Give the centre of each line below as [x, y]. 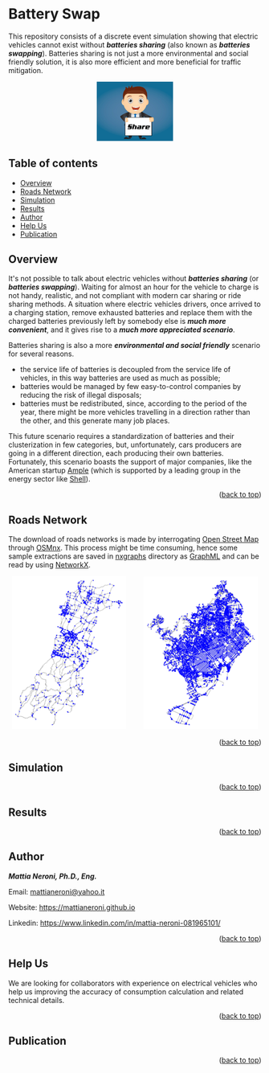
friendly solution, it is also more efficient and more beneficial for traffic [125, 62]
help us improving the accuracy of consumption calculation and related [126, 991]
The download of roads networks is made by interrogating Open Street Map [134, 539]
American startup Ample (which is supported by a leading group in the [124, 470]
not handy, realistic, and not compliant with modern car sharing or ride [125, 296]
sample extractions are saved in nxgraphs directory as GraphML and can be [134, 556]
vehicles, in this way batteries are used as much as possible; [120, 378]
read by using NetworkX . [49, 565]
